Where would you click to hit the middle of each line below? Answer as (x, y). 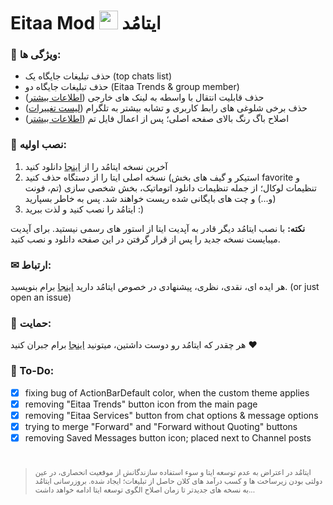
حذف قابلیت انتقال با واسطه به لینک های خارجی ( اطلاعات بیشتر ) (144, 97)
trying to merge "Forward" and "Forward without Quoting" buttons (161, 426)
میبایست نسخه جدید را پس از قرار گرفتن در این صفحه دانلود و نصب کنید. (145, 239)
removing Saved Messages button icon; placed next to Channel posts (168, 437)
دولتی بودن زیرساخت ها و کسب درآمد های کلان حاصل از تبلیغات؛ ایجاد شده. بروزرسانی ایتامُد (178, 481)
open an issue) (41, 297)
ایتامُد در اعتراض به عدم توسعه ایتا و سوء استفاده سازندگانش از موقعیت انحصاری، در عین (173, 473)
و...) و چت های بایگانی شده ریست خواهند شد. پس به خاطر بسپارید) (150, 198)
